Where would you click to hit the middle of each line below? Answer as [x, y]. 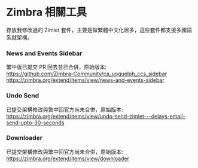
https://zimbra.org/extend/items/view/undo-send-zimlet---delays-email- [96, 116]
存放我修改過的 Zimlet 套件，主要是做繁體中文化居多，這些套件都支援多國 [97, 30]
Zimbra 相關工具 [47, 12]
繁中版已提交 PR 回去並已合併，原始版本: [56, 67]
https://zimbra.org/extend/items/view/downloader [68, 158]
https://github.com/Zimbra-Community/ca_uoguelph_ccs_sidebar [87, 74]
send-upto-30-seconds [35, 123]
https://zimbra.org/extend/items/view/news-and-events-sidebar [85, 80]
